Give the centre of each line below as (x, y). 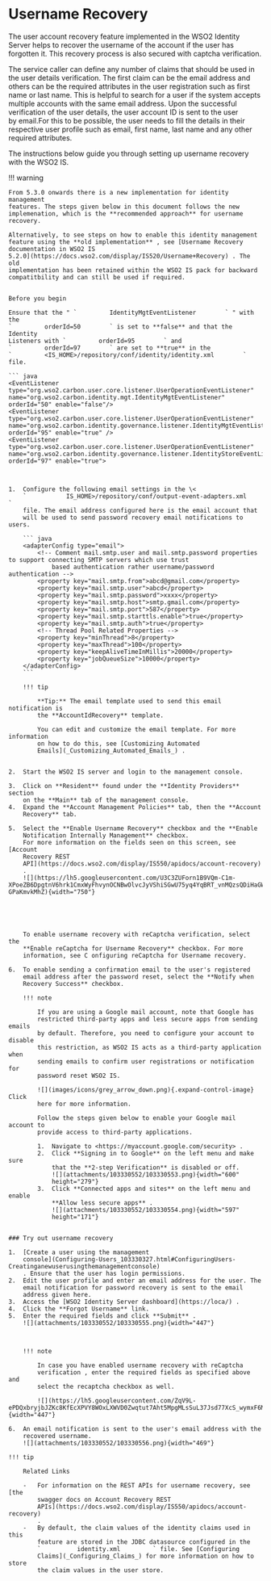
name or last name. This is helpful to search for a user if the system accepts (134, 94)
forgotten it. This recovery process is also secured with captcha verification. (135, 53)
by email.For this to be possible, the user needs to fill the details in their (127, 120)
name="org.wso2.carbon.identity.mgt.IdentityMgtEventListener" (117, 397)
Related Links (46, 1471)
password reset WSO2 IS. (79, 1076)
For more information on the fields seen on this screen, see (129, 842)
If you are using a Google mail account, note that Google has (146, 1012)
